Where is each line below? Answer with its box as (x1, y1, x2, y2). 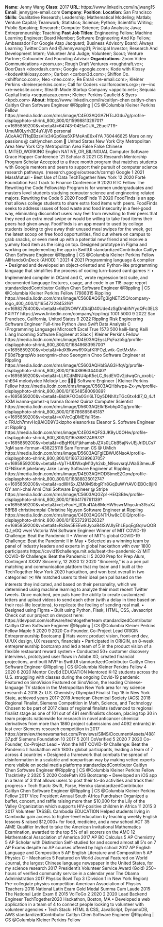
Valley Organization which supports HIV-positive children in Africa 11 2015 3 (5, 804, 156, 809)
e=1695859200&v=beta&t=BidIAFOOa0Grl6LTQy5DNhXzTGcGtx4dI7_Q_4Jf (5, 394, 156, 399)
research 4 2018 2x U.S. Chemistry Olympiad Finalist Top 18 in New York (5, 690, 150, 695)
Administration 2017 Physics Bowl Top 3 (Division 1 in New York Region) (5, 875, 148, 881)
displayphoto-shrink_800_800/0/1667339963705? (5, 455, 105, 461)
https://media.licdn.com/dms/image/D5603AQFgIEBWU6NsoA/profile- (5, 450, 147, 456)
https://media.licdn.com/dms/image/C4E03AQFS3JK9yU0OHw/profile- (5, 429, 148, 435)
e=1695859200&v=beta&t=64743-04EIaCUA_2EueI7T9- (5, 123, 118, 128)
